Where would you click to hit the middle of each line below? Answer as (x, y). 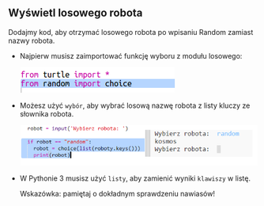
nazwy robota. (32, 40)
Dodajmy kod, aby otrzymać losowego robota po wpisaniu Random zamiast (131, 32)
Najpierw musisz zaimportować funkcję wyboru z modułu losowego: (131, 55)
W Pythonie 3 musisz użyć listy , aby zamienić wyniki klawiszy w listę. (135, 178)
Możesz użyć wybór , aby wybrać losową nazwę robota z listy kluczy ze (135, 105)
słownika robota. (47, 113)
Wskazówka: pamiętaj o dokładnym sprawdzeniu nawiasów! (117, 194)
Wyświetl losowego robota (75, 13)
